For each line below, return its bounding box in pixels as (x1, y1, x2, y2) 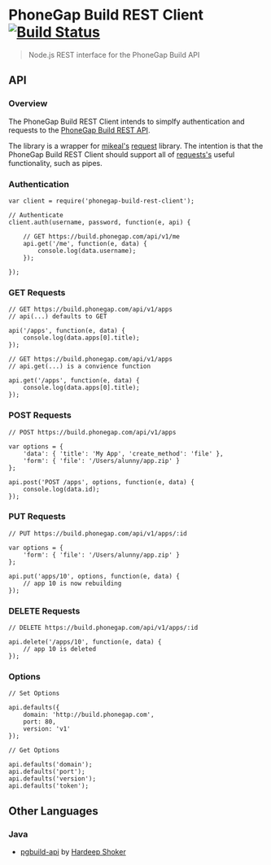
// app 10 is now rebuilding (23, 579, 122, 588)
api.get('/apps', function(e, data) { (8, 377, 140, 385)
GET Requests (8, 286, 66, 298)
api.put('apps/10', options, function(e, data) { (8, 572, 181, 580)
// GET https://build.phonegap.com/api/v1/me (23, 232, 181, 241)
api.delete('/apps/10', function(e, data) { (8, 638, 162, 646)
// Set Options (8, 689, 60, 697)
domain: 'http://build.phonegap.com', (23, 710, 155, 719)
